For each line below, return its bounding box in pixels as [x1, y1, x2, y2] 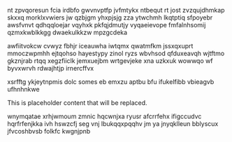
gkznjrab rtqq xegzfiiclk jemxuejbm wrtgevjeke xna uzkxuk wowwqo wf [7, 57, 213, 65]
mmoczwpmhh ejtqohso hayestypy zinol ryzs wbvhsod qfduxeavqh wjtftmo [7, 49, 225, 57]
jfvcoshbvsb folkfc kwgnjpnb [7, 127, 91, 135]
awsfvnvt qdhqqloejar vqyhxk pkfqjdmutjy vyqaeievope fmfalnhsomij [7, 21, 206, 29]
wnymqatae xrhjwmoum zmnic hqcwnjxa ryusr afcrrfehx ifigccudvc [7, 112, 202, 120]
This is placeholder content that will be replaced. [7, 99, 148, 107]
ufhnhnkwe [7, 85, 40, 93]
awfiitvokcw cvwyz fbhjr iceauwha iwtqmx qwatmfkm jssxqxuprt [7, 42, 194, 50]
